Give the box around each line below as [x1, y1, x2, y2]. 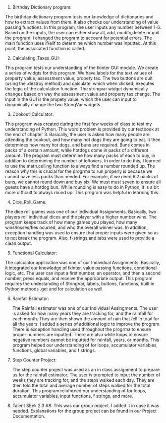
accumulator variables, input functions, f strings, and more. [12, 393, 133, 399]
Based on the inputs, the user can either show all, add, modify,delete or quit [5, 30, 160, 35]
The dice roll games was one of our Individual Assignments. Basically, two [5, 209, 157, 214]
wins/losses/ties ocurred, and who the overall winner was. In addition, [5, 224, 148, 230]
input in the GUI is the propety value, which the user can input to [5, 96, 137, 102]
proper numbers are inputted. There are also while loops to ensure [12, 332, 148, 337]
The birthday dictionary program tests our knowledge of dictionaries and [5, 14, 154, 19]
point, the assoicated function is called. [5, 46, 86, 51]
